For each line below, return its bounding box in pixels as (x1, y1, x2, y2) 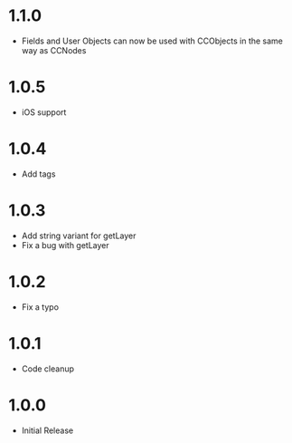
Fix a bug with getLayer (21, 239, 109, 250)
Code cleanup (21, 363, 74, 374)
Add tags (21, 169, 56, 179)
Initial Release (21, 425, 74, 436)
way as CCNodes (21, 44, 87, 55)
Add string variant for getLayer (21, 230, 137, 241)
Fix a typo (21, 301, 60, 313)
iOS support (21, 106, 67, 118)
